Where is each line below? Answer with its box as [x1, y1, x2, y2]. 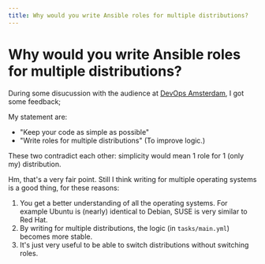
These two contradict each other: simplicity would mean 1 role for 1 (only [8, 151, 244, 160]
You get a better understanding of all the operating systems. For [19, 198, 228, 207]
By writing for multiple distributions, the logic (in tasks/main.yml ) [19, 223, 230, 232]
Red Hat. [19, 214, 49, 225]
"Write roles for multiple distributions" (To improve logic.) [19, 136, 206, 145]
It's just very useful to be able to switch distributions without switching [19, 240, 249, 249]
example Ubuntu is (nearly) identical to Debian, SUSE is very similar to [19, 206, 248, 216]
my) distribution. [8, 159, 62, 169]
